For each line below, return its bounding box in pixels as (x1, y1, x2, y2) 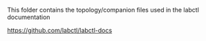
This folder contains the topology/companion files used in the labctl (7, 6, 199, 14)
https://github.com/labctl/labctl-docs (7, 27, 113, 34)
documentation (7, 13, 50, 21)
